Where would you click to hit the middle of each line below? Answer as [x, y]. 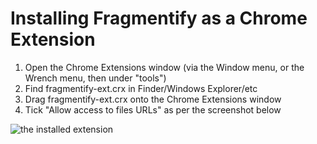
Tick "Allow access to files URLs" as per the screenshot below [153, 109]
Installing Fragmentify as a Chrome [159, 18]
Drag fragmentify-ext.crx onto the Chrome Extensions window [153, 99]
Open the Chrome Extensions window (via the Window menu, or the [164, 67]
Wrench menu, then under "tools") [95, 78]
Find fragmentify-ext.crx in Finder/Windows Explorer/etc [141, 88]
